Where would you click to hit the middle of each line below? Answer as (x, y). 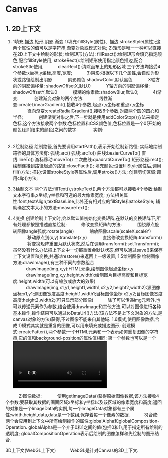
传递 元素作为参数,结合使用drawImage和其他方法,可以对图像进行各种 (91, 307)
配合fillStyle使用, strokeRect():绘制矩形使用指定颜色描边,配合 (81, 60)
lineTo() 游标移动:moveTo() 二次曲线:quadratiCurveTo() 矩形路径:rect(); (91, 159)
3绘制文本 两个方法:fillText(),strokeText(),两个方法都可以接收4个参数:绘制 (88, 189)
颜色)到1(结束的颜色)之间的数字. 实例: (58, 130)
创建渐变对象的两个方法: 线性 (71, 98)
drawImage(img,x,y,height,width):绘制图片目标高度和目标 (85, 275)
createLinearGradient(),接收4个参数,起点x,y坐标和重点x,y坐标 (81, 104)
